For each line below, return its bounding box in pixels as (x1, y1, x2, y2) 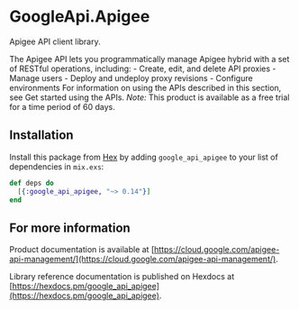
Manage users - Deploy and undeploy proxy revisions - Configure (9, 72, 254, 83)
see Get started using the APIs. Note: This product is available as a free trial (9, 92, 290, 103)
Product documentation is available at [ (9, 244, 155, 255)
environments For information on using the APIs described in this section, (9, 82, 282, 93)
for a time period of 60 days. (9, 101, 115, 112)
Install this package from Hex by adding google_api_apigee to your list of (9, 151, 279, 162)
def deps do (9, 178, 54, 187)
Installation (9, 128, 74, 143)
